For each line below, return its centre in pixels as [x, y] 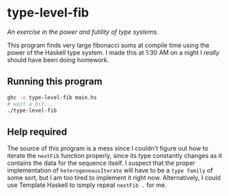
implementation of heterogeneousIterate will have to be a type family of [110, 170]
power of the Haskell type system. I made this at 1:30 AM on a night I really [113, 52]
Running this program [55, 82]
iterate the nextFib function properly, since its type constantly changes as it [114, 156]
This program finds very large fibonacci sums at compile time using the [108, 45]
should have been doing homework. [58, 59]
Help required [37, 131]
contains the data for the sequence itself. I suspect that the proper [101, 163]
